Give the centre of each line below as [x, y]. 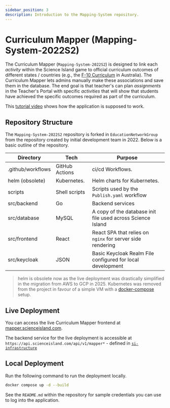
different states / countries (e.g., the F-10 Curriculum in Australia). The [78, 75]
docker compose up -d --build [37, 385]
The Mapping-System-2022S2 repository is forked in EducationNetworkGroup [82, 134]
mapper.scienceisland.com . [34, 328]
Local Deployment [35, 364]
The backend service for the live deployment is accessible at [69, 338]
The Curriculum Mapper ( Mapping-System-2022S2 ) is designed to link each [81, 64]
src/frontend [23, 239]
